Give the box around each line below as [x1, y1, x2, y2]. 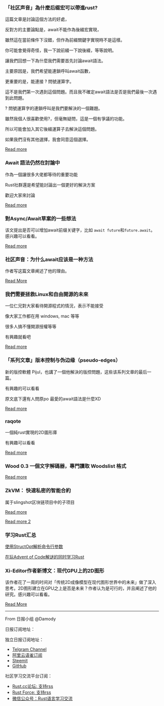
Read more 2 [5, 519, 31, 524]
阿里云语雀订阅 [12, 652, 42, 658]
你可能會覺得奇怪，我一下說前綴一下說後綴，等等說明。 [5, 47, 116, 53]
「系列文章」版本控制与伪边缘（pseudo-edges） [5, 357, 121, 364]
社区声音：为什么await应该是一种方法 [5, 256, 94, 263]
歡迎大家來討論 [5, 192, 35, 198]
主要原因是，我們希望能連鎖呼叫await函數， [5, 68, 93, 74]
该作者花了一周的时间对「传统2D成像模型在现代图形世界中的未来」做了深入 [5, 580, 156, 585]
